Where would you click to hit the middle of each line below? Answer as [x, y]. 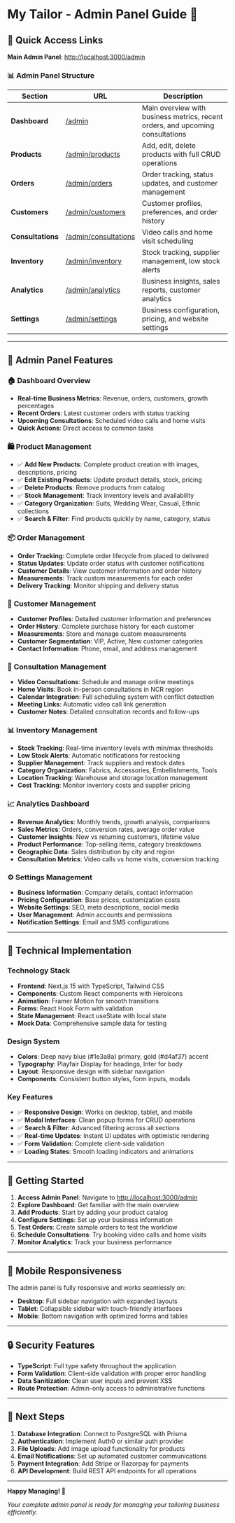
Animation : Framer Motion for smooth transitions [88, 1001]
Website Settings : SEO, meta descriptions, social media [98, 907]
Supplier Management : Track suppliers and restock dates [101, 763]
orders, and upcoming [178, 125]
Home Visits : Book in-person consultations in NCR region [100, 690]
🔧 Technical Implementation [69, 951]
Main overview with [174, 108]
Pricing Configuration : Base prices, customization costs [99, 900]
